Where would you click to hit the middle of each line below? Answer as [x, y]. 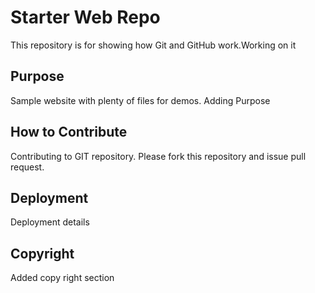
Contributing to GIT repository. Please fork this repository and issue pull [158, 156]
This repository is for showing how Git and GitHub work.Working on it [153, 45]
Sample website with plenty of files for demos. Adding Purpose [140, 100]
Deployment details [50, 222]
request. [27, 167]
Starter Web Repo [85, 17]
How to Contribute [69, 132]
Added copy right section [62, 278]
